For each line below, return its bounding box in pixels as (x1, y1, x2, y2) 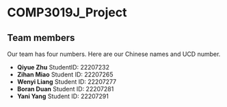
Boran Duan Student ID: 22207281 (16, 85, 114, 93)
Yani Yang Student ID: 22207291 (16, 92, 109, 100)
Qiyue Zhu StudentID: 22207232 (16, 63, 110, 71)
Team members (7, 32, 75, 44)
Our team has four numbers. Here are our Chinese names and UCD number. (7, 50, 221, 58)
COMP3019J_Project (7, 5, 127, 20)
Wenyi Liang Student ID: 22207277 (16, 78, 117, 86)
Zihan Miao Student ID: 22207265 (16, 70, 114, 78)
